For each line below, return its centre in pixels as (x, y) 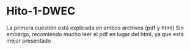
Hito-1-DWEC (41, 11)
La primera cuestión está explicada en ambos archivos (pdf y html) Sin (95, 28)
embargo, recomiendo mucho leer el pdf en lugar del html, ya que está (95, 34)
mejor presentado (29, 40)
